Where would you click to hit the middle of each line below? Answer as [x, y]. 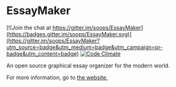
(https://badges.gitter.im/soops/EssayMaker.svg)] [69, 34]
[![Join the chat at [29, 28]
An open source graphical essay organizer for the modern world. [88, 66]
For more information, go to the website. [57, 77]
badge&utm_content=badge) [43, 53]
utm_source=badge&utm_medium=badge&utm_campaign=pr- [85, 47]
